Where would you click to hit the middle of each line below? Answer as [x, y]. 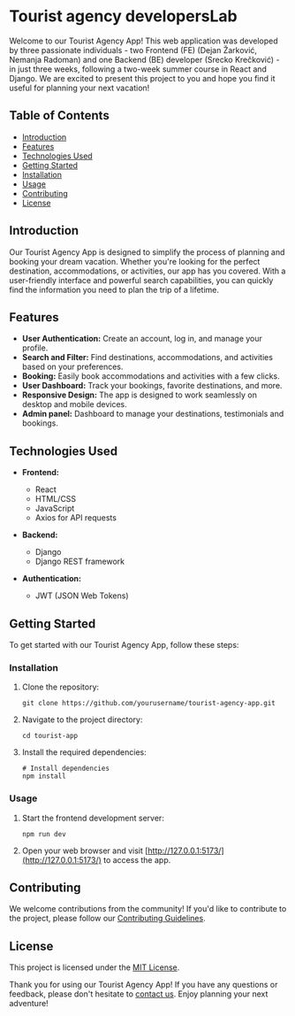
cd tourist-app [50, 736]
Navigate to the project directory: [82, 720]
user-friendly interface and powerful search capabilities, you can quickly [141, 280]
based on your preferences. [72, 367]
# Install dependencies [66, 769]
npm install [44, 776]
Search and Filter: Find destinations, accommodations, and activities [147, 358]
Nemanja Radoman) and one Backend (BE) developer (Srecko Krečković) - [144, 59]
